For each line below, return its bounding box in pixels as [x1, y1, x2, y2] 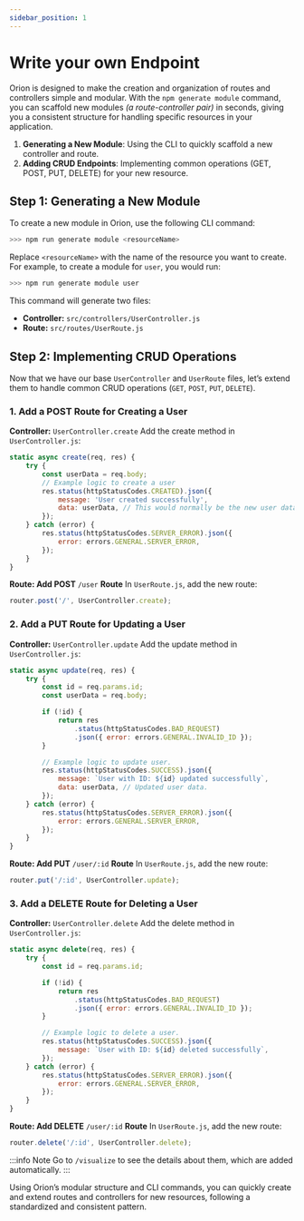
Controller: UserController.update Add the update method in [9, 639, 238, 650]
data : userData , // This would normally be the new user [57, 503, 278, 513]
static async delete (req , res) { [9, 945, 136, 954]
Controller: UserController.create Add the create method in [9, 425, 235, 436]
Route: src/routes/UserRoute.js [22, 323, 144, 334]
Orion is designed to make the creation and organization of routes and [9, 83, 271, 93]
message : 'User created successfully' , [57, 495, 208, 504]
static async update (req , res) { [9, 666, 136, 675]
